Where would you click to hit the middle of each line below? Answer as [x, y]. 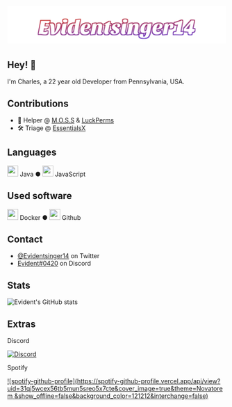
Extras [22, 324]
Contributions [38, 103]
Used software [40, 196]
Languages [32, 153]
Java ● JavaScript [53, 174]
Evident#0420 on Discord [54, 264]
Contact [25, 239]
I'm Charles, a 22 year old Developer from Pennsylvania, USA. [96, 81]
